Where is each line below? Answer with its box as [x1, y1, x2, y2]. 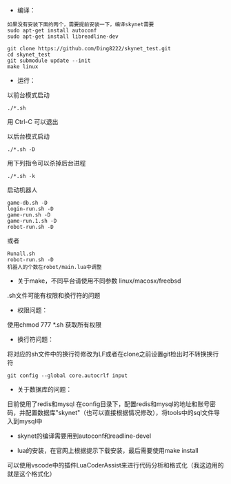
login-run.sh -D [7, 205, 54, 212]
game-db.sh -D [7, 199, 48, 206]
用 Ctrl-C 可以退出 [7, 118, 59, 125]
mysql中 [19, 417, 43, 425]
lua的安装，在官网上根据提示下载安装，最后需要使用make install [17, 447, 199, 454]
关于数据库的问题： [17, 385, 72, 393]
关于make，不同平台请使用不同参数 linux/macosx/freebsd [17, 276, 181, 285]
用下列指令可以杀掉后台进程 [7, 159, 86, 167]
